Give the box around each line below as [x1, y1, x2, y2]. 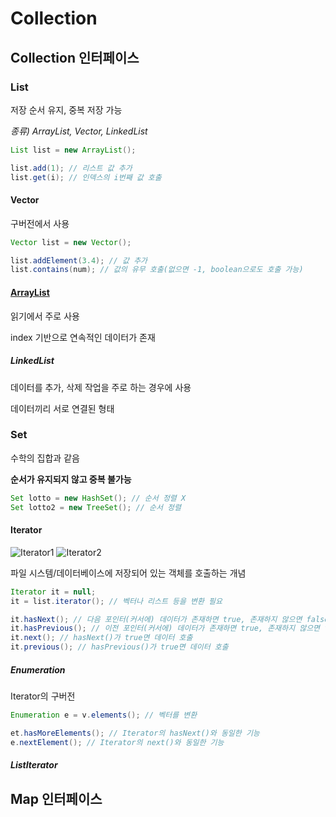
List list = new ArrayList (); [10, 145, 137, 155]
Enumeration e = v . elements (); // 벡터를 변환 [10, 710, 198, 720]
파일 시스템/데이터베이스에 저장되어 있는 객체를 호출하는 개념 [10, 567, 247, 579]
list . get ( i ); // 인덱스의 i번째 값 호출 [10, 172, 162, 182]
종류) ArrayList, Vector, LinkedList [10, 125, 148, 137]
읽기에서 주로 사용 [10, 310, 80, 322]
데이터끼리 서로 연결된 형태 [10, 402, 115, 414]
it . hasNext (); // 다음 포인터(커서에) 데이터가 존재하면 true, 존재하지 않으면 [10, 614, 303, 624]
